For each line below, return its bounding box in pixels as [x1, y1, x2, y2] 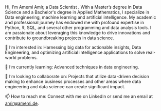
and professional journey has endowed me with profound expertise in [5, 19, 144, 25]
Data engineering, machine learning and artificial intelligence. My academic [5, 15, 157, 20]
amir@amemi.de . [5, 100, 39, 106]
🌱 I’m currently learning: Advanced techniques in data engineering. [5, 64, 140, 70]
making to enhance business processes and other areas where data [5, 79, 141, 84]
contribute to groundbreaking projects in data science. [5, 35, 114, 41]
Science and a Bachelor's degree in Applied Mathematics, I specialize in [5, 9, 149, 15]
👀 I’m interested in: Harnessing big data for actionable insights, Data [5, 45, 141, 50]
